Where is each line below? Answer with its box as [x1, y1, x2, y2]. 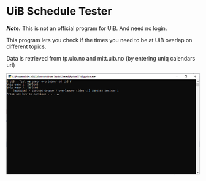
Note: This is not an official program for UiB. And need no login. [6, 24, 167, 32]
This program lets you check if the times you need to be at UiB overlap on [6, 36, 193, 43]
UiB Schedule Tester [6, 4, 112, 18]
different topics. [6, 43, 47, 50]
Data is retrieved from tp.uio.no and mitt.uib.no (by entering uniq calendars [6, 54, 196, 62]
